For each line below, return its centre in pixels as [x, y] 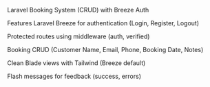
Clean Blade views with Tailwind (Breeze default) [76, 63]
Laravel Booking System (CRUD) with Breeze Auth [78, 10]
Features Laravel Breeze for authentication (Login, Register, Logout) [103, 23]
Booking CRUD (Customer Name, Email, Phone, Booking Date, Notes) [105, 50]
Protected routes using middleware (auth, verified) [78, 36]
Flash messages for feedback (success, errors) [74, 76]
